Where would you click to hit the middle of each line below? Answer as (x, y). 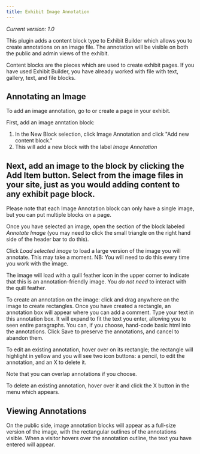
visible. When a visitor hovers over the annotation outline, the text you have (99, 438)
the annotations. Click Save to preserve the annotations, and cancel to (93, 331)
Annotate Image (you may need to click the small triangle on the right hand (99, 233)
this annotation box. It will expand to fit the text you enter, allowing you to (96, 319)
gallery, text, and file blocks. (41, 77)
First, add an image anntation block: (50, 123)
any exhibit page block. (51, 194)
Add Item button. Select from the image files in (95, 175)
